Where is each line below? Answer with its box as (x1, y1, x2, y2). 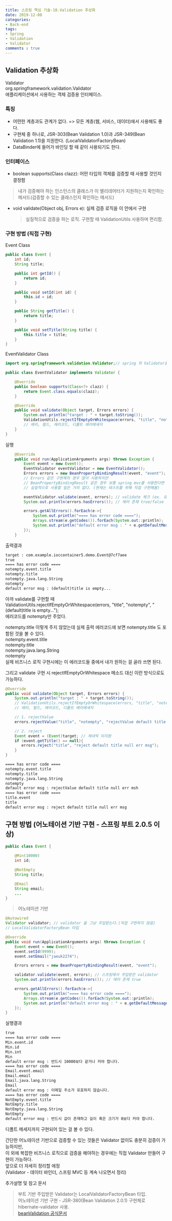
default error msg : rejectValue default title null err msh (5, 786, 139, 791)
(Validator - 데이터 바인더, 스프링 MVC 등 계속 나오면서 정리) (5, 1169, 127, 1175)
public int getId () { (14, 270, 60, 276)
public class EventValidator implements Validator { (5, 370, 120, 375)
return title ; (24, 314, 54, 319)
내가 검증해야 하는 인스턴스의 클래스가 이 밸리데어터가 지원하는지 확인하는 (17, 188, 165, 194)
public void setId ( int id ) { (14, 289, 77, 295)
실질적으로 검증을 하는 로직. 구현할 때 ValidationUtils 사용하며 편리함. (25, 216, 164, 222)
